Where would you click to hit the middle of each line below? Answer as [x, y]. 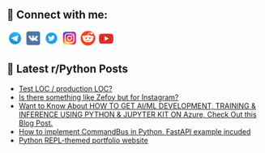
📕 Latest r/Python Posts [68, 69]
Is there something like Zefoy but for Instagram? [98, 97]
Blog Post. [36, 123]
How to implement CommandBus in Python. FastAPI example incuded [135, 131]
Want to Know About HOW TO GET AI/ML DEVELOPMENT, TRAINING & [137, 105]
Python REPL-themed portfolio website [83, 140]
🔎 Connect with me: [57, 15]
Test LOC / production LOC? [66, 88]
